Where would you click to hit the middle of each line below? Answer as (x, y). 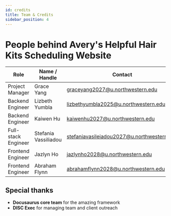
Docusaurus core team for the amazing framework (66, 203)
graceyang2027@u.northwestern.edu (112, 89)
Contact (122, 75)
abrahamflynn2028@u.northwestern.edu (116, 169)
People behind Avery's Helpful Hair (81, 44)
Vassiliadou (48, 140)
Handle (48, 78)
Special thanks (29, 190)
